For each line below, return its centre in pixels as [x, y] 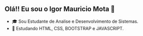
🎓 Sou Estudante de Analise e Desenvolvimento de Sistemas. [75, 21]
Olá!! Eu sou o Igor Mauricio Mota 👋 [60, 9]
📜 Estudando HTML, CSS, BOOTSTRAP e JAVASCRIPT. [68, 28]
